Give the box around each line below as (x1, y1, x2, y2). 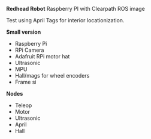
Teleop (14, 102, 32, 109)
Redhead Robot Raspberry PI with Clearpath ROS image (6, 5, 145, 12)
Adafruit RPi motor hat (14, 53, 70, 60)
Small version (6, 28, 41, 36)
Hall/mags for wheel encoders (14, 72, 90, 79)
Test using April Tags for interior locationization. (6, 17, 125, 23)
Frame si (14, 78, 37, 85)
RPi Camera (14, 46, 44, 54)
